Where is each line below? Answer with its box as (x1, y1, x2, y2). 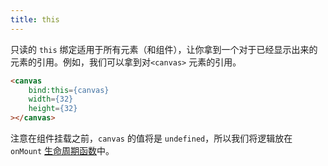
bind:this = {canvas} (28, 85, 110, 95)
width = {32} (28, 94, 74, 105)
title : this (10, 14, 60, 25)
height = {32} (28, 104, 78, 114)
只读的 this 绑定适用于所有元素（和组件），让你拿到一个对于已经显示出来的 (10, 43, 318, 55)
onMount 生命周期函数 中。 (10, 145, 115, 156)
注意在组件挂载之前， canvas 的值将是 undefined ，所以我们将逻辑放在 (10, 132, 293, 144)
